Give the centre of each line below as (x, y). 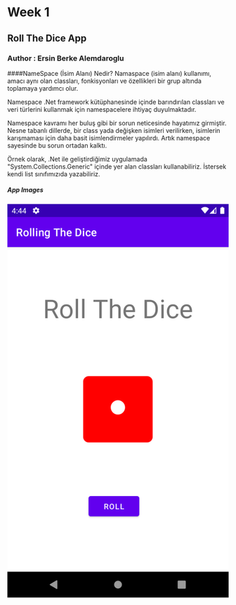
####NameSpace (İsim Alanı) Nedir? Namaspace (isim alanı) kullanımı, (110, 73)
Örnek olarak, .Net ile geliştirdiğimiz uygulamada (77, 159)
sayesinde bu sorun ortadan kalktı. (57, 145)
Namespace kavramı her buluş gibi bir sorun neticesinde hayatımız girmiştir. (117, 123)
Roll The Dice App (47, 38)
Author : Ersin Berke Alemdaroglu (66, 58)
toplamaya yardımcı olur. (43, 88)
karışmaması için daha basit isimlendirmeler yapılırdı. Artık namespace (109, 138)
